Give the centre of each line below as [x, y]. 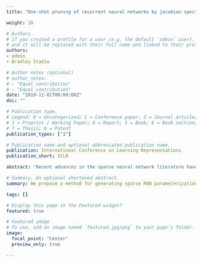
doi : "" [16, 101]
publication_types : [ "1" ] [38, 134]
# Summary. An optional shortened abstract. [63, 178]
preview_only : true [36, 244]
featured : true [25, 211]
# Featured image [28, 222]
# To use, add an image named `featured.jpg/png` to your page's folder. [101, 228]
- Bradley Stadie [28, 62]
